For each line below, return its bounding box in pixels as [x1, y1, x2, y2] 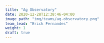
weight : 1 [5, 26, 26, 31]
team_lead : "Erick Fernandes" [5, 21, 68, 26]
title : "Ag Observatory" [5, 7, 57, 12]
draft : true [5, 30, 30, 35]
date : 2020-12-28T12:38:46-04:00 [5, 12, 75, 17]
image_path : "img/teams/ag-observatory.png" [5, 16, 99, 21]
